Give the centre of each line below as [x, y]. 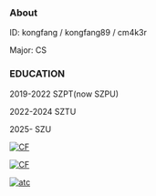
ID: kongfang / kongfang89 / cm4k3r [78, 33]
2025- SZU [31, 129]
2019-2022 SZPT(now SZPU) [64, 94]
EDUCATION [37, 74]
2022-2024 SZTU [43, 111]
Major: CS [28, 50]
